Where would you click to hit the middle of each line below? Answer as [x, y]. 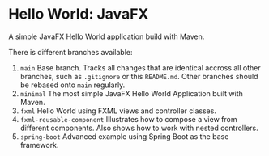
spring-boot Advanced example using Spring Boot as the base [124, 136]
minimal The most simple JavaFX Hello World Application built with [131, 93]
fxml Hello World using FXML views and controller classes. [118, 111]
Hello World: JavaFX [79, 14]
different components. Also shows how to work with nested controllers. [139, 128]
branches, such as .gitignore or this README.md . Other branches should [139, 76]
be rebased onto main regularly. [73, 85]
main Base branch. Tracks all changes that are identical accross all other [140, 67]
